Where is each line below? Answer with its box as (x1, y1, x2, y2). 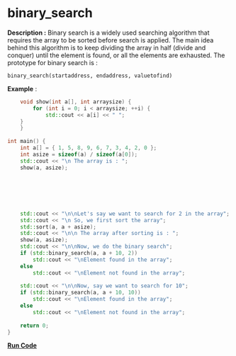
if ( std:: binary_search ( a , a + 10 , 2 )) (20, 250, 138, 257)
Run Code (7, 341, 38, 350)
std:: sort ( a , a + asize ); (20, 223, 97, 231)
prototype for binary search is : (7, 58, 98, 67)
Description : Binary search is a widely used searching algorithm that (7, 28, 210, 37)
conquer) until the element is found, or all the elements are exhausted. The (7, 51, 225, 59)
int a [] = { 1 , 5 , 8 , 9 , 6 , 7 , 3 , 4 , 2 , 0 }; (20, 144, 157, 151)
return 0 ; (20, 322, 50, 329)
